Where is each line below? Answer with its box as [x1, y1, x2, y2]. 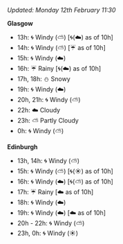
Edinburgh [7, 143, 38, 151]
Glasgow [7, 19, 33, 27]
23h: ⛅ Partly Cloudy [17, 116, 79, 124]
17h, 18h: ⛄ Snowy [17, 75, 70, 82]
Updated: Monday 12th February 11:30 [7, 6, 116, 14]
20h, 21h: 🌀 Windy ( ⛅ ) [17, 96, 81, 103]
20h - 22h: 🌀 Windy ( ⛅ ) [17, 219, 85, 227]
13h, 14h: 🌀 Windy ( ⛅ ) [17, 157, 80, 165]
